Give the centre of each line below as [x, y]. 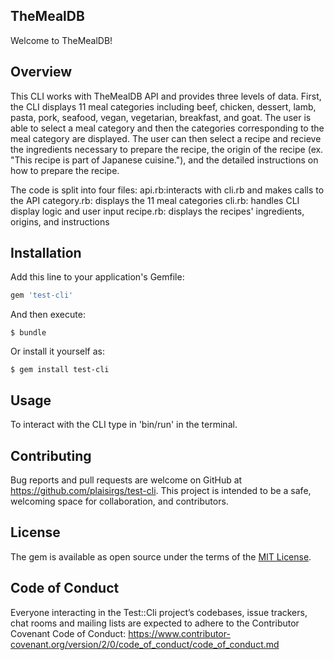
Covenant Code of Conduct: [68, 633]
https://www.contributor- [179, 633]
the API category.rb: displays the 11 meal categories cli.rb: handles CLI [155, 200]
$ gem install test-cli [60, 370]
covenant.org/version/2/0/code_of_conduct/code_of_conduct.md [145, 644]
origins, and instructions [60, 221]
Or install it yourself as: [57, 351]
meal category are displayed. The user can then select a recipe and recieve [166, 138]
